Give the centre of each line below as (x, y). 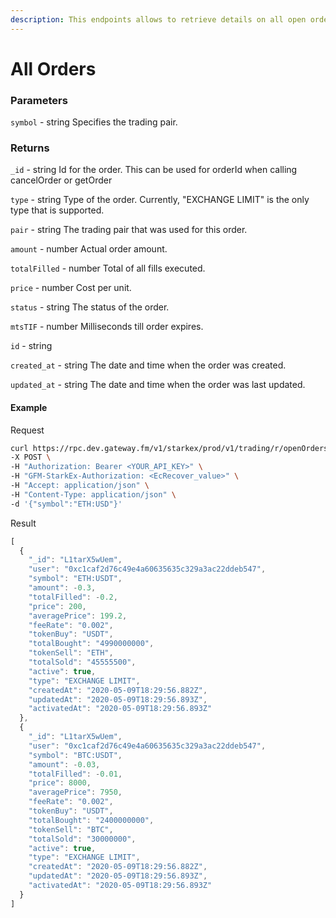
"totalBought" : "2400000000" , (91, 820)
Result (23, 523)
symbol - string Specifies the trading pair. (94, 122)
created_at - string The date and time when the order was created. (148, 365)
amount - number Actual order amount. (89, 249)
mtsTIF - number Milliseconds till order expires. (107, 327)
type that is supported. (57, 210)
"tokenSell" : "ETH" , (71, 653)
